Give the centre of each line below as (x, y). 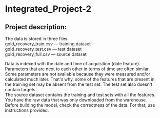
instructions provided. (27, 110)
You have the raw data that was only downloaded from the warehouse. (76, 100)
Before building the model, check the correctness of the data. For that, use (80, 105)
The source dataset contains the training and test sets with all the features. (80, 95)
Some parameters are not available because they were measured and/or (78, 74)
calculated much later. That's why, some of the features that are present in (80, 79)
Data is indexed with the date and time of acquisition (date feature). (73, 64)
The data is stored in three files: (37, 39)
